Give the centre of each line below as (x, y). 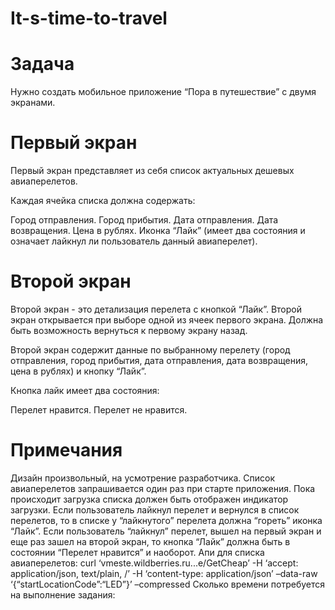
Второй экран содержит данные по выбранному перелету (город (150, 350)
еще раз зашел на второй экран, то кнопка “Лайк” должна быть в (150, 541)
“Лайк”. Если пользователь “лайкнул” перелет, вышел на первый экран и (166, 531)
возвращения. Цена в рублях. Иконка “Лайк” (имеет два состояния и (158, 231)
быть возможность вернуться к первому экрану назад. (129, 330)
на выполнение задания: (63, 594)
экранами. (33, 103)
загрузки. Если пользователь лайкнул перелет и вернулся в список (155, 509)
